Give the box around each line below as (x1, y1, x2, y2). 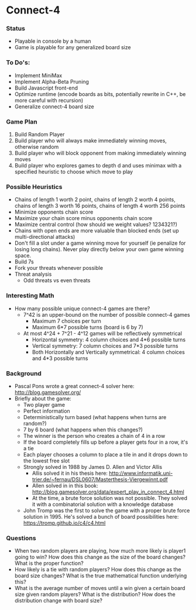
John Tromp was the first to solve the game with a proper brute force (23, 507, 190, 514)
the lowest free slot (23, 457, 70, 464)
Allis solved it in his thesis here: (32, 470, 108, 477)
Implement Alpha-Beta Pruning (14, 78, 90, 85)
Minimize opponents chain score (14, 208, 94, 215)
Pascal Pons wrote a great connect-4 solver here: (14, 382, 135, 389)
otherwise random (14, 143, 59, 150)
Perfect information (23, 407, 70, 414)
